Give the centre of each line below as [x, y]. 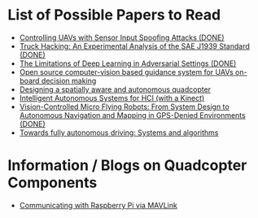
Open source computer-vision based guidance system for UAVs [126, 72]
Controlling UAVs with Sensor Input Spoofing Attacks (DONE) [122, 37]
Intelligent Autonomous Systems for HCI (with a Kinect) [112, 98]
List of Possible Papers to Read [114, 15]
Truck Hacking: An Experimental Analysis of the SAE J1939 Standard [134, 46]
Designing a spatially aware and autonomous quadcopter [115, 89]
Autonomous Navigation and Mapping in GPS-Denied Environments [132, 115]
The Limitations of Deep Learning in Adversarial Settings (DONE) [128, 63]
